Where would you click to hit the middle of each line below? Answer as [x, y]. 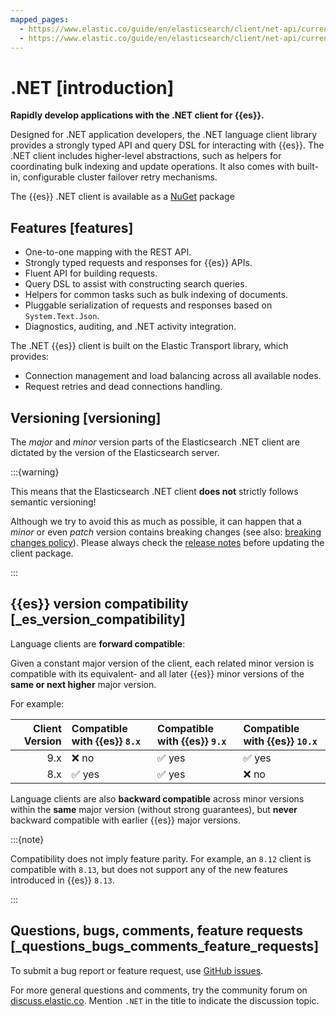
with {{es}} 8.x [106, 741]
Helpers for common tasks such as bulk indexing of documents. [156, 295]
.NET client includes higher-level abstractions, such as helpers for [146, 156]
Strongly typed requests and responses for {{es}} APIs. [138, 263]
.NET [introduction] [92, 87]
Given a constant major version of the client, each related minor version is [162, 663]
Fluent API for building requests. [91, 273]
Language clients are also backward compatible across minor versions [157, 798]
